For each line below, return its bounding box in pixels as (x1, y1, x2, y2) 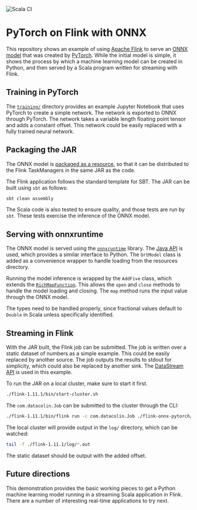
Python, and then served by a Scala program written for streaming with (6, 64, 178, 71)
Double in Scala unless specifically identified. (6, 311, 114, 318)
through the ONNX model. (6, 294, 69, 301)
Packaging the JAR (6, 145, 77, 155)
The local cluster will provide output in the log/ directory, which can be (6, 424, 178, 431)
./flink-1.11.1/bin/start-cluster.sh (6, 392, 98, 397)
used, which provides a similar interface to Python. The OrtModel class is (6, 251, 181, 258)
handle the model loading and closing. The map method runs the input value (6, 287, 188, 294)
